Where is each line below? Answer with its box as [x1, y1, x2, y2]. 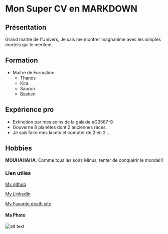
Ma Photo [5, 212, 26, 218]
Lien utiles [5, 170, 31, 177]
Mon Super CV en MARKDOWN [5, 3, 138, 15]
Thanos [20, 75, 36, 81]
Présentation [5, 23, 47, 32]
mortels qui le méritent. [5, 42, 53, 48]
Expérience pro [5, 105, 54, 114]
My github [5, 181, 27, 187]
